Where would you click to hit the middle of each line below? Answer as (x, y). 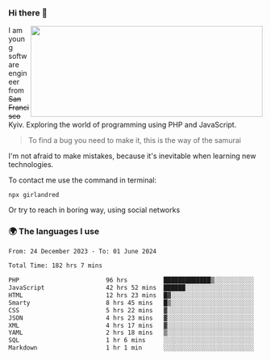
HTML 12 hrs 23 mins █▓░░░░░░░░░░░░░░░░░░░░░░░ (131, 295)
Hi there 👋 (28, 13)
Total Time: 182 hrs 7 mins (56, 266)
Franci (19, 107)
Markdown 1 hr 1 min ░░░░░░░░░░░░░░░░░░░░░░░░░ (131, 348)
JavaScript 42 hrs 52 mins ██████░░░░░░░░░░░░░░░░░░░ (131, 288)
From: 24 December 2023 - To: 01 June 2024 (83, 251)
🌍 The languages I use (54, 232)
